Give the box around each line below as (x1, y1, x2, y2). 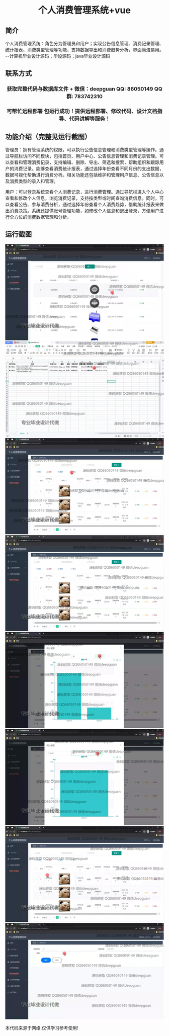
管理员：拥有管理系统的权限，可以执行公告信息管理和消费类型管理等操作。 (5, 147, 159, 153)
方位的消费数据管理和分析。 (14, 214, 71, 220)
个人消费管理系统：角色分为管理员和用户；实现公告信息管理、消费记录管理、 (5, 41, 164, 46)
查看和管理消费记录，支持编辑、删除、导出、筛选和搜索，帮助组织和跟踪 (9, 159, 159, 165)
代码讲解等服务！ (68, 115, 111, 122)
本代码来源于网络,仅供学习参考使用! (5, 1024, 79, 1031)
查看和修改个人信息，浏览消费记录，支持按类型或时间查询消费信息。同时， (5, 195, 159, 201)
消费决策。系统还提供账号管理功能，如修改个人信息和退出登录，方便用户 (9, 208, 159, 214)
